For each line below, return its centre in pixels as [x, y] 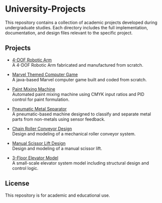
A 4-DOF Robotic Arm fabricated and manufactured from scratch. [78, 65]
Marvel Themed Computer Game [45, 74]
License [17, 184]
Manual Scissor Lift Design [39, 143]
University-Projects [45, 9]
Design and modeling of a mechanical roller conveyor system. [74, 134]
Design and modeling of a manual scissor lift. [57, 148]
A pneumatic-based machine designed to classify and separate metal [81, 114]
